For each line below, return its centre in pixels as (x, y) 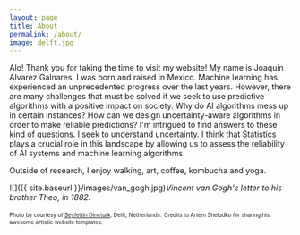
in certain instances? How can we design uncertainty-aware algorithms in (145, 115)
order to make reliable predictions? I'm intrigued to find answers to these (143, 125)
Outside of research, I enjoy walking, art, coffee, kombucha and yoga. (138, 171)
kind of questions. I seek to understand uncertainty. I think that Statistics (143, 134)
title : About (34, 26)
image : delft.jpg (42, 42)
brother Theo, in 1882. (50, 197)
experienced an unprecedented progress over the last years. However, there (150, 87)
